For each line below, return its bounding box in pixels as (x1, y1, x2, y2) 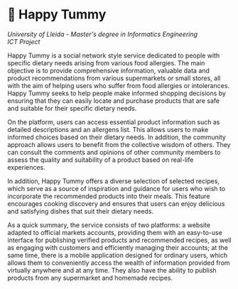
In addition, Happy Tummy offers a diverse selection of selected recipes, (7, 177, 220, 185)
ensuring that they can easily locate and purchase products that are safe (7, 96, 220, 105)
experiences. (7, 163, 46, 171)
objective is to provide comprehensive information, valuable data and (7, 66, 210, 75)
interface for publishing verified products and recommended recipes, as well (7, 236, 232, 244)
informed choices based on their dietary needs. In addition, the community (7, 133, 226, 141)
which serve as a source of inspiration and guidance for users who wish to (7, 184, 226, 192)
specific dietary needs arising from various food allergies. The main (7, 58, 205, 67)
